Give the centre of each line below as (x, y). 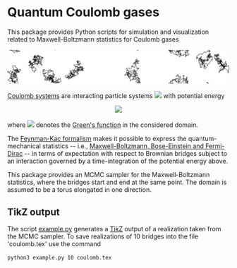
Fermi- (215, 146)
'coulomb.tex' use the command (54, 244)
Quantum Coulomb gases (84, 12)
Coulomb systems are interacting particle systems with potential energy (116, 96)
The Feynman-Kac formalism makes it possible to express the (97, 139)
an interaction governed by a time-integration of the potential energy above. (118, 161)
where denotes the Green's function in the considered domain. (103, 125)
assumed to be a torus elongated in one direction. (79, 190)
